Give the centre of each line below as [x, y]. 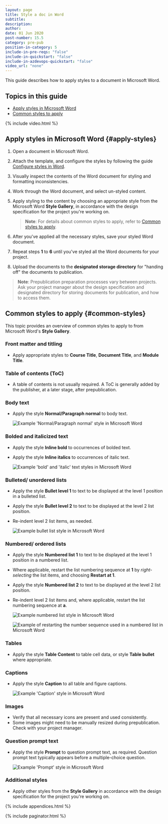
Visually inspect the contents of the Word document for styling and [82, 176]
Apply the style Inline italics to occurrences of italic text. [71, 457]
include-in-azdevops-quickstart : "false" [49, 61]
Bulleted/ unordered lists [36, 480]
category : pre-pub [24, 43]
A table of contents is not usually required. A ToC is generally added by [86, 384]
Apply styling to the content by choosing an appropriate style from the [85, 201]
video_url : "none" [24, 66]
